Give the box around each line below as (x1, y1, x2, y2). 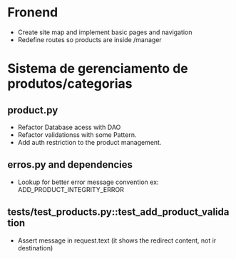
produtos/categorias (7, 76, 133, 92)
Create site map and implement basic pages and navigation (17, 28, 193, 36)
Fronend (7, 4, 58, 21)
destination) (17, 243, 53, 252)
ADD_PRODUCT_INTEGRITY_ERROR (17, 185, 125, 193)
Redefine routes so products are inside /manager (17, 35, 162, 44)
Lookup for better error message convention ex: (17, 178, 159, 186)
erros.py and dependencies (7, 158, 133, 171)
